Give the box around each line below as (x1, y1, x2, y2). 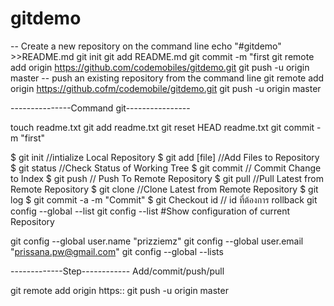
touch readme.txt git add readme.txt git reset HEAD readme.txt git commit (10, 121, 315, 133)
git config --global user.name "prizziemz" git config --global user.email (10, 235, 304, 247)
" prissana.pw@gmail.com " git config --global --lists (10, 245, 224, 257)
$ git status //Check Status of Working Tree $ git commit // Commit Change (10, 162, 322, 174)
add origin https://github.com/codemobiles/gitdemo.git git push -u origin (10, 61, 310, 73)
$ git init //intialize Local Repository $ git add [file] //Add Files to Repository (10, 151, 320, 163)
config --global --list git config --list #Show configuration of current (10, 205, 291, 217)
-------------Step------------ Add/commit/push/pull (10, 265, 225, 277)
